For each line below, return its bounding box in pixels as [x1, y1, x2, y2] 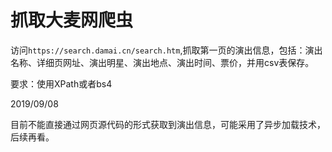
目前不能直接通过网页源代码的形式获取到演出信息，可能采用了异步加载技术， [10, 118, 326, 130]
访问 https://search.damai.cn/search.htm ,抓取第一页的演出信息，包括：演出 [10, 44, 323, 56]
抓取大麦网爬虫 [10, 9, 134, 32]
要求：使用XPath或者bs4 [10, 77, 113, 90]
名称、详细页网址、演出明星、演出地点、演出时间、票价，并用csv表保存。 [10, 56, 315, 68]
